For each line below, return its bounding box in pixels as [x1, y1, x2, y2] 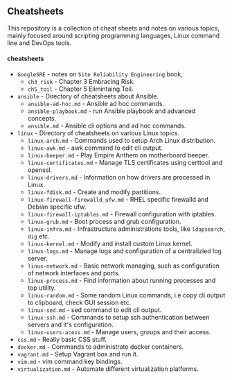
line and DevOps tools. [7, 38, 72, 47]
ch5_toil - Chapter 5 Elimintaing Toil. [27, 85, 134, 93]
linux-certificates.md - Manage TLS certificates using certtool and [27, 159, 223, 167]
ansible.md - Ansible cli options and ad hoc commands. [27, 121, 186, 130]
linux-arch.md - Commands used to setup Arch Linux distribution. [27, 137, 216, 145]
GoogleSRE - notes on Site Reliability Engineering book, [17, 70, 184, 78]
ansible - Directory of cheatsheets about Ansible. [17, 92, 159, 101]
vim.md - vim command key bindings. [17, 357, 123, 366]
